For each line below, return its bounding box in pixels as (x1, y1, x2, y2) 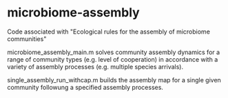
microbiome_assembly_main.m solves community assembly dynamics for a (7, 48, 220, 56)
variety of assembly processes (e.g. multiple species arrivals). (7, 62, 184, 71)
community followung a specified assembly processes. (7, 83, 164, 91)
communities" (7, 34, 47, 42)
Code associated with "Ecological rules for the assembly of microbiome (7, 27, 210, 36)
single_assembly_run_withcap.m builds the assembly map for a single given (7, 75, 222, 84)
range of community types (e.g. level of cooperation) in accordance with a (7, 55, 218, 63)
